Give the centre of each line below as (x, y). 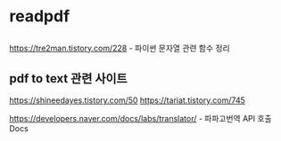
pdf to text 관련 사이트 (68, 78)
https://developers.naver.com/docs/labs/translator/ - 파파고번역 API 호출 (140, 119)
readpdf (40, 16)
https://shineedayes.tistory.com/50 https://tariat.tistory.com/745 (127, 100)
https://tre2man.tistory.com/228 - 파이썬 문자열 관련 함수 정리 (120, 48)
